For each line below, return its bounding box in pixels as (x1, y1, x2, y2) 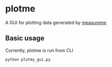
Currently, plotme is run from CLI (5, 47, 74, 53)
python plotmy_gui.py (5, 57, 51, 62)
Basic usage (5, 34, 44, 42)
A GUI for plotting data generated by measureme (5, 19, 107, 25)
